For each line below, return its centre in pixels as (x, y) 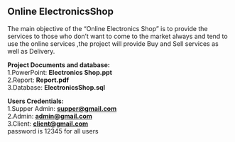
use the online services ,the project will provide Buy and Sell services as (113, 43)
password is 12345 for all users (53, 131)
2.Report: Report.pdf (38, 80)
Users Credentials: (35, 101)
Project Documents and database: (59, 65)
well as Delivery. (31, 51)
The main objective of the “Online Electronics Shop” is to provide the (108, 28)
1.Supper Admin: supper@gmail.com (62, 108)
